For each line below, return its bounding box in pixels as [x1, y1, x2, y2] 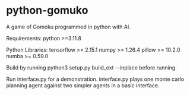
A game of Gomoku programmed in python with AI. [6, 23, 131, 30]
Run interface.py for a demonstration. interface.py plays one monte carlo [6, 75, 185, 83]
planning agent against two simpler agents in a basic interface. [6, 81, 160, 89]
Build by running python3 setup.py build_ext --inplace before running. [6, 64, 177, 71]
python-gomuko [6, 4, 88, 17]
